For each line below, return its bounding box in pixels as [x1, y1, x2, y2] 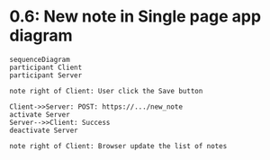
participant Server [9, 70, 83, 80]
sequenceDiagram [9, 55, 70, 64]
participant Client [9, 63, 83, 72]
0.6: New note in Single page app [9, 6, 262, 27]
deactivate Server [9, 126, 78, 135]
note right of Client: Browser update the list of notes [9, 141, 228, 150]
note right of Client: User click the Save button [9, 86, 203, 95]
